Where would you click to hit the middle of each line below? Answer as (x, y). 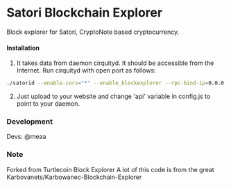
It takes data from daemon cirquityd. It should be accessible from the (115, 63)
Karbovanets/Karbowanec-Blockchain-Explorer (74, 177)
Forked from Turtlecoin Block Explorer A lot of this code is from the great (110, 169)
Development (30, 121)
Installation (23, 48)
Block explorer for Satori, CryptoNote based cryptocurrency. (93, 32)
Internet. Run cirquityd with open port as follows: (86, 70)
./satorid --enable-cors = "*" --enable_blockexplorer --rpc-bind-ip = (108, 83)
